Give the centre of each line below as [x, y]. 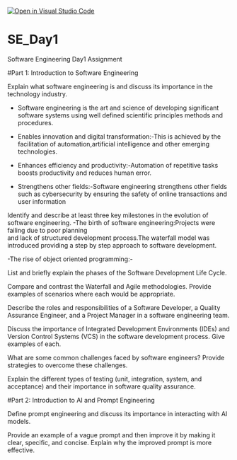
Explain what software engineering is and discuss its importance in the [110, 86]
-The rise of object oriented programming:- [70, 259]
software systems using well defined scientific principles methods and [120, 115]
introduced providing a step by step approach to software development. [112, 245]
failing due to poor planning [47, 230]
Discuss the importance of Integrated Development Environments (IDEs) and [118, 328]
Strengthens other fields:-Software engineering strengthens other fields [122, 186]
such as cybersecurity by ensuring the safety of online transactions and [122, 194]
